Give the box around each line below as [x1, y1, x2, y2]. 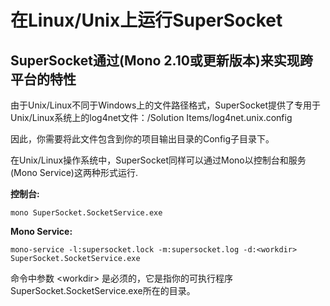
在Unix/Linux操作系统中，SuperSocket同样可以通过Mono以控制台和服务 [10, 154, 307, 166]
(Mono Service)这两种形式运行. [10, 167, 138, 178]
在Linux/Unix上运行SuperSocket [10, 9, 283, 32]
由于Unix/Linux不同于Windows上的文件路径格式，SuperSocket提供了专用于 [10, 99, 322, 111]
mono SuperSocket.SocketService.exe [10, 208, 163, 218]
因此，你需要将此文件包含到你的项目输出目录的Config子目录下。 [10, 133, 275, 145]
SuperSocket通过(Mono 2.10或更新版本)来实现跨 [10, 52, 313, 69]
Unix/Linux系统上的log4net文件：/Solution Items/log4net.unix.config [10, 112, 293, 123]
